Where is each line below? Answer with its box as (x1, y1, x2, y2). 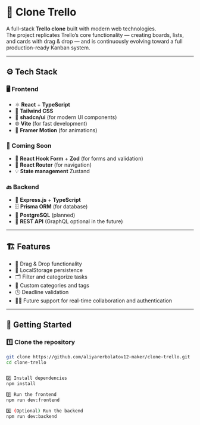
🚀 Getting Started (6, 320, 72, 330)
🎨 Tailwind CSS (14, 107, 54, 114)
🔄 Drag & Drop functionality (14, 260, 82, 267)
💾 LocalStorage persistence (14, 267, 83, 274)
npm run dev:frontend (6, 397, 60, 404)
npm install (6, 381, 36, 387)
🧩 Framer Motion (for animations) (14, 126, 98, 133)
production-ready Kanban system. (6, 44, 90, 51)
